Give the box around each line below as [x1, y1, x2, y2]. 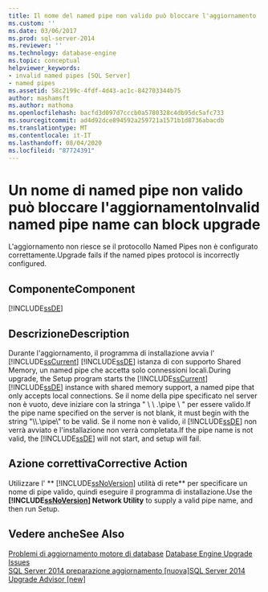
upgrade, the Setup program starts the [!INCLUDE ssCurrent [8, 373, 206, 383]
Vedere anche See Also [8, 528, 125, 541]
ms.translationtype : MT [8, 124, 88, 132]
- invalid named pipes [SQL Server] [8, 72, 131, 80]
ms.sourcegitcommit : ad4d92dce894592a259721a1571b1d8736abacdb [8, 117, 225, 125]
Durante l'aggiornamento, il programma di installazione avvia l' [8, 347, 215, 358]
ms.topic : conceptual [8, 57, 81, 65]
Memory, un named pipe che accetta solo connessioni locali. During [8, 365, 231, 375]
